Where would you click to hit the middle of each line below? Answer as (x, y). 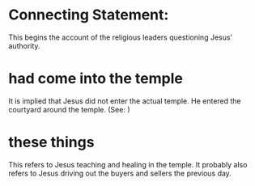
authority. (24, 45)
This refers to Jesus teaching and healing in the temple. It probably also (128, 164)
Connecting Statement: (89, 15)
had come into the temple (96, 79)
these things (51, 142)
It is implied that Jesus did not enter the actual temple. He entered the (125, 101)
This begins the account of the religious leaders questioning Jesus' (121, 37)
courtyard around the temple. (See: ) (69, 109)
